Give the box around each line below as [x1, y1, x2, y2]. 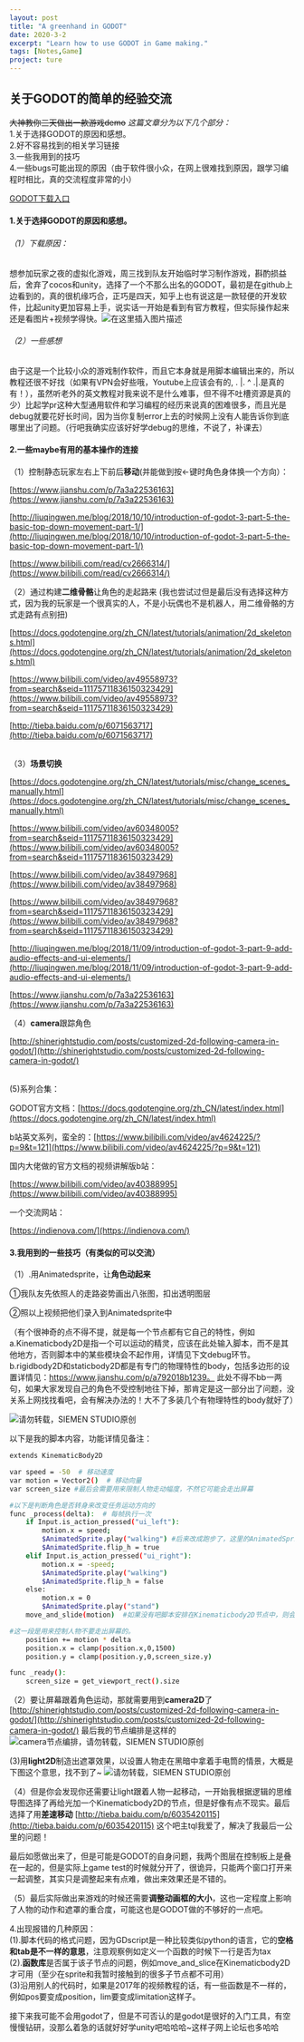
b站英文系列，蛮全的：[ [9, 1132, 97, 1143]
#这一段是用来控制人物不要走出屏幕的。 [9, 1627, 136, 1636]
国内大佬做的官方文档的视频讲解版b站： [9, 1161, 157, 1172]
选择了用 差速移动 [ [9, 1809, 79, 1820]
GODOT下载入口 [9, 192, 71, 204]
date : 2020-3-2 [9, 30, 67, 39]
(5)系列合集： [9, 1084, 61, 1094]
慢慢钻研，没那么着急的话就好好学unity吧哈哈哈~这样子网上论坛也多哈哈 [9, 2022, 279, 2033]
